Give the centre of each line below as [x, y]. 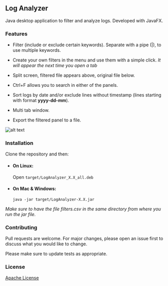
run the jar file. [20, 214]
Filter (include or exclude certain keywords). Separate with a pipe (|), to [87, 45]
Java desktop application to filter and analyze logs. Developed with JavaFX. [84, 20]
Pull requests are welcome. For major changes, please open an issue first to [84, 239]
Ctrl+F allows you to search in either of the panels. [65, 85]
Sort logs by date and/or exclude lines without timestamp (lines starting [87, 95]
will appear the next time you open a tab [55, 66]
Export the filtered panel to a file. [47, 120]
